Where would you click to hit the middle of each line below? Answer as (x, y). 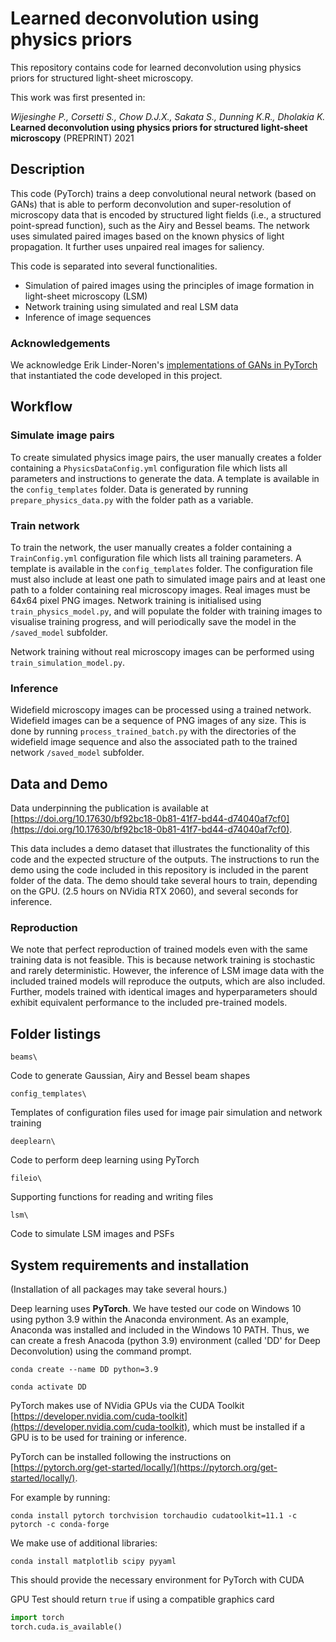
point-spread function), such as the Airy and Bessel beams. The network (160, 225)
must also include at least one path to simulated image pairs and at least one (168, 579)
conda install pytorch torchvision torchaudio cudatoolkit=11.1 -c (154, 1516)
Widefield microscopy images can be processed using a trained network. (161, 710)
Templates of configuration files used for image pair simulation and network (166, 1113)
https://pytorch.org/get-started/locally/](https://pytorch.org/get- (145, 1468)
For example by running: (60, 1498)
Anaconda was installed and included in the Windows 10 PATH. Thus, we (160, 1330)
